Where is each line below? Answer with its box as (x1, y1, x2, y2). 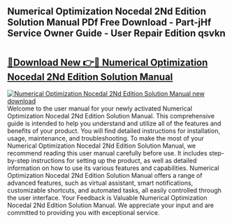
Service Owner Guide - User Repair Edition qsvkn (7, 27, 226, 39)
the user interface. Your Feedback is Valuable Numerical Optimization (7, 194, 208, 202)
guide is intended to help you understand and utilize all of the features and (7, 119, 222, 127)
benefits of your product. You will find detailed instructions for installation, (7, 127, 220, 135)
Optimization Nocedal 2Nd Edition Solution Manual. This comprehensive (7, 112, 215, 120)
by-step (7, 157, 30, 164)
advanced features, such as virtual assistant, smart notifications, (7, 178, 194, 187)
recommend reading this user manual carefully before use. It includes (7, 149, 208, 157)
